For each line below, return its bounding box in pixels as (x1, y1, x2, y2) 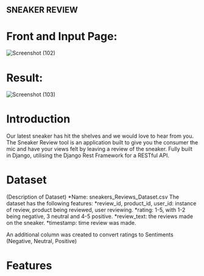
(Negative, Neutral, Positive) (6, 238, 77, 245)
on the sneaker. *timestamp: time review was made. (6, 219, 136, 227)
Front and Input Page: (6, 29, 118, 43)
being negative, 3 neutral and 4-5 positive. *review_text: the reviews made (6, 213, 194, 220)
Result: (6, 71, 43, 85)
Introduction (6, 112, 71, 126)
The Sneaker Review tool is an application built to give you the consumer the (6, 139, 199, 146)
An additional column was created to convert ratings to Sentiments (6, 231, 174, 238)
